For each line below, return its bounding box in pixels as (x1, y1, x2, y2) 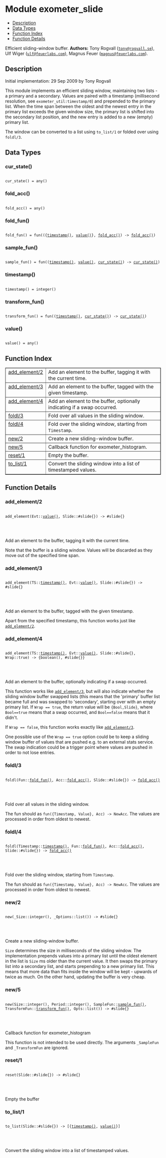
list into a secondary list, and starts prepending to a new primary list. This (5, 963, 155, 969)
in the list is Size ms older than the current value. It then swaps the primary (5, 958, 158, 964)
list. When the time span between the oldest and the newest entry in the (5, 103, 152, 109)
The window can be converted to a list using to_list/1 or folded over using (5, 129, 159, 135)
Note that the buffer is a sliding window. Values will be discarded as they (5, 547, 153, 553)
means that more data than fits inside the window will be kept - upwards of (5, 969, 158, 975)
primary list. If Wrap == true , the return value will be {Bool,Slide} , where (5, 704, 153, 710)
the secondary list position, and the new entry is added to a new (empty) (5, 114, 153, 120)
